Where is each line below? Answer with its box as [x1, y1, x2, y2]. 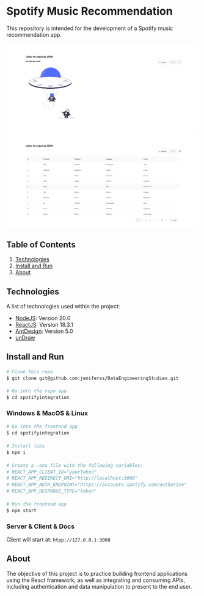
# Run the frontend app [6, 501, 67, 507]
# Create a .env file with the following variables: [6, 462, 144, 469]
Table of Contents [6, 239, 76, 250]
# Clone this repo [6, 368, 53, 374]
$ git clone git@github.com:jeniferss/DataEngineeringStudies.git [6, 375, 179, 381]
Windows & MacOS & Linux [6, 409, 89, 417]
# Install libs [6, 443, 45, 449]
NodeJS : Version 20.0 [15, 314, 71, 322]
